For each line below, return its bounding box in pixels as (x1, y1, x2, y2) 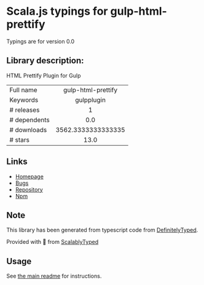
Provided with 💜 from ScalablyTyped (6, 238, 99, 246)
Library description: (6, 55, 84, 66)
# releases (9, 106, 40, 114)
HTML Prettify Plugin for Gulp (6, 72, 81, 79)
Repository (15, 185, 43, 193)
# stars (9, 135, 29, 144)
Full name (9, 85, 38, 94)
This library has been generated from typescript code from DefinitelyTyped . (6, 226, 198, 234)
